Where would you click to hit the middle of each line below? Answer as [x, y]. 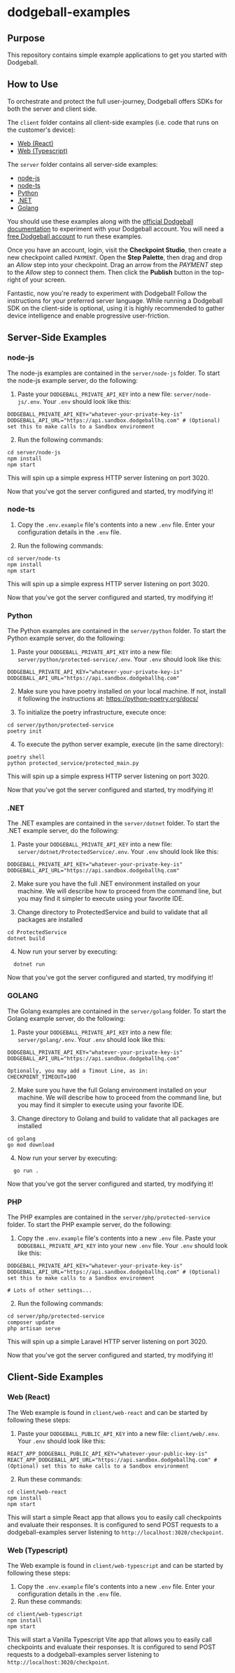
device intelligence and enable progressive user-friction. [88, 316]
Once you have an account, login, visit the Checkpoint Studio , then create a [117, 250]
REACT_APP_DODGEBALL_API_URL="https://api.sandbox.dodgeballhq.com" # [112, 1460]
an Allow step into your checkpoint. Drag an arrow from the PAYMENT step [115, 264]
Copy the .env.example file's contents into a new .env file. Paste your [116, 1238]
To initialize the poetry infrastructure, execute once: [92, 712]
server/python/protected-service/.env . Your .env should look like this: [120, 659]
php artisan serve [34, 1328]
